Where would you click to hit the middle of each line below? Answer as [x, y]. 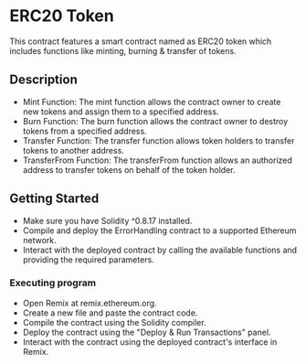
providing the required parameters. [89, 259]
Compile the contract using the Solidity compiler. [115, 322]
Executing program [53, 283]
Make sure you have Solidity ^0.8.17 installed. [107, 220]
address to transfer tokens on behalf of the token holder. [129, 169]
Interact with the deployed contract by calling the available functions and [160, 250]
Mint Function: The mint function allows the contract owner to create [152, 102]
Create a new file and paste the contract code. [110, 313]
